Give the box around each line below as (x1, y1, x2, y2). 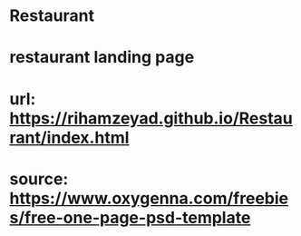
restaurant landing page (9, 47, 195, 68)
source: (9, 169, 69, 189)
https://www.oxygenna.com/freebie (9, 188, 289, 209)
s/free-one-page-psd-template (9, 207, 251, 228)
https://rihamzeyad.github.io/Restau (9, 108, 293, 128)
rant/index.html (9, 127, 130, 148)
